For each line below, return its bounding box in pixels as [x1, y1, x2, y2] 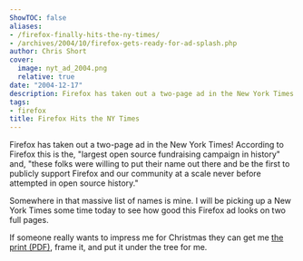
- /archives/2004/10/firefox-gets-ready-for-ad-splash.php [9, 38, 238, 48]
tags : [9, 97, 30, 107]
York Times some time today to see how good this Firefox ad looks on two [9, 205, 287, 216]
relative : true [17, 72, 75, 82]
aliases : [9, 22, 43, 31]
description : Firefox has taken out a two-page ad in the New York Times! [9, 89, 298, 98]
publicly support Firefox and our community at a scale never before [9, 169, 261, 179]
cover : [9, 55, 34, 64]
